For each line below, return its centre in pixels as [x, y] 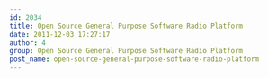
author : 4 [28, 43]
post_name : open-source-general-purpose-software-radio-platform [134, 59]
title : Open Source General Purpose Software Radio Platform [126, 26]
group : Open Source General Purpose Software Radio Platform [126, 51]
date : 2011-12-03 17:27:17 [60, 34]
